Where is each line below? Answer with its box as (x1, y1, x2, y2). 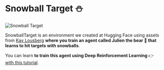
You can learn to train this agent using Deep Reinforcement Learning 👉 (5, 52, 154, 58)
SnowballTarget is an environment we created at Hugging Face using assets (5, 32, 159, 38)
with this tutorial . (5, 59, 39, 66)
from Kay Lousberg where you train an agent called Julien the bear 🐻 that (5, 37, 157, 43)
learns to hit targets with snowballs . (5, 42, 80, 48)
